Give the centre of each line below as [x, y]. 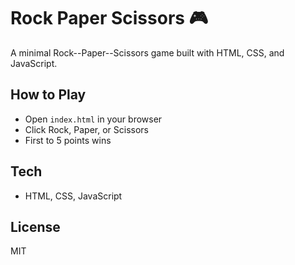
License [35, 226]
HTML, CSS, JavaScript [73, 196]
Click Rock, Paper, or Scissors [86, 129]
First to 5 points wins [68, 140]
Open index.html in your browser [93, 119]
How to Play [48, 95]
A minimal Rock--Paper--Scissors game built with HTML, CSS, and [147, 52]
